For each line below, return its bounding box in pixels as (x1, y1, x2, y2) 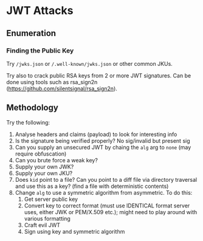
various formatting (24, 215, 71, 222)
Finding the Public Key (6, 46, 74, 55)
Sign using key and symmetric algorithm (24, 228, 125, 235)
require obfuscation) (15, 150, 67, 157)
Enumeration (6, 28, 57, 38)
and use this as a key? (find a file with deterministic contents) (15, 182, 169, 190)
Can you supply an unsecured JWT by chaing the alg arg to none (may (15, 143, 191, 151)
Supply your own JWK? (15, 163, 74, 170)
